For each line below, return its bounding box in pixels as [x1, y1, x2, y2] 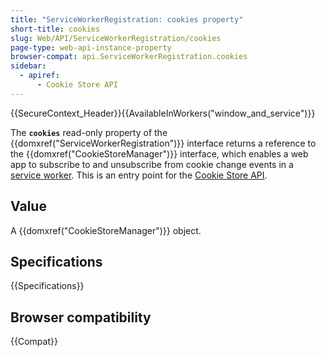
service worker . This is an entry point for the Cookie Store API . [10, 169, 268, 181]
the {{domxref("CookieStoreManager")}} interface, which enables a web [10, 147, 309, 160]
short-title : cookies [10, 24, 101, 34]
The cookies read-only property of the [10, 126, 168, 138]
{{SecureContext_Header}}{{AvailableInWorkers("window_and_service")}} [10, 107, 316, 119]
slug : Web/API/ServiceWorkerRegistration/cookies [10, 33, 222, 43]
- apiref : [19, 71, 60, 81]
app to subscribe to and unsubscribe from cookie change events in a [10, 158, 294, 170]
